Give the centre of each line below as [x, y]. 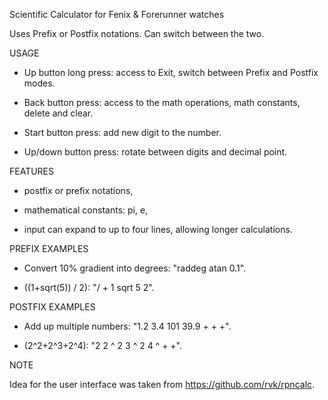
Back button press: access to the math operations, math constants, [162, 102]
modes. [39, 83]
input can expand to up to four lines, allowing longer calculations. [158, 229]
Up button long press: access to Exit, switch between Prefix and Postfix [171, 72]
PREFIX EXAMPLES [49, 248]
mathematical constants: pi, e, [86, 210]
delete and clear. [58, 113]
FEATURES [32, 171]
